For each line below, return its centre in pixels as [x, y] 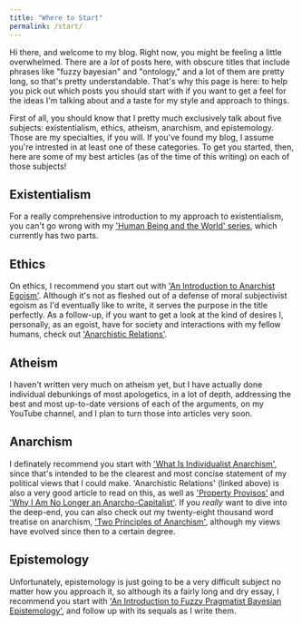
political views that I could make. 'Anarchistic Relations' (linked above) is [144, 483]
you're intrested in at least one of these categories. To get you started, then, [152, 147]
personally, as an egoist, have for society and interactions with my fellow [145, 325]
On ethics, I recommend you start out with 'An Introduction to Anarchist [142, 286]
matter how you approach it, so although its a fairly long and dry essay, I [144, 591]
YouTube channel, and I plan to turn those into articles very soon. [131, 413]
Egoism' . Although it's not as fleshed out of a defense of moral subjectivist [148, 296]
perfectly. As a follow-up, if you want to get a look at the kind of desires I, [146, 315]
